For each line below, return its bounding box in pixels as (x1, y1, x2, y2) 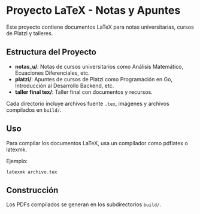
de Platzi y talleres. (6, 29, 53, 36)
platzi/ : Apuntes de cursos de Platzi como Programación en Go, (14, 75, 172, 82)
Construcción (6, 185, 59, 195)
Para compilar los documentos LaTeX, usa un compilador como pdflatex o (6, 139, 189, 146)
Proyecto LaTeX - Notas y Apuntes (6, 4, 181, 17)
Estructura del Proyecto (6, 47, 97, 57)
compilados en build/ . (6, 106, 62, 114)
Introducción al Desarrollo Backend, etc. (14, 82, 114, 89)
